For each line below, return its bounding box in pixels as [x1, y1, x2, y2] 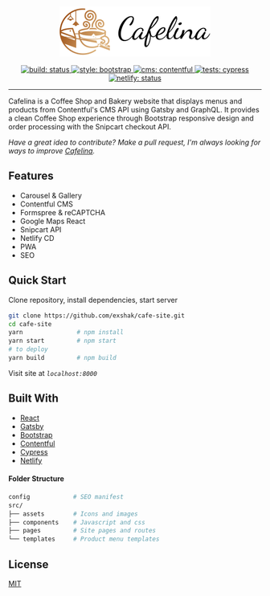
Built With [8, 392, 59, 406]
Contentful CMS [19, 199, 74, 209]
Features [8, 169, 54, 183]
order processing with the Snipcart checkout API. [8, 122, 171, 131]
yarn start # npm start [8, 337, 117, 345]
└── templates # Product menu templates [8, 535, 160, 544]
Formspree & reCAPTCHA [19, 207, 106, 217]
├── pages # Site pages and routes [8, 527, 157, 535]
